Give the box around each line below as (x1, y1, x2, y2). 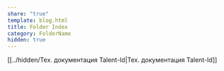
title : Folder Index (7, 23, 69, 30)
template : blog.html (7, 17, 69, 24)
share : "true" (7, 10, 50, 18)
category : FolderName (7, 30, 72, 37)
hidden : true (7, 37, 46, 44)
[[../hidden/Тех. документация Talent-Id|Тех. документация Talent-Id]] (7, 56, 218, 64)
